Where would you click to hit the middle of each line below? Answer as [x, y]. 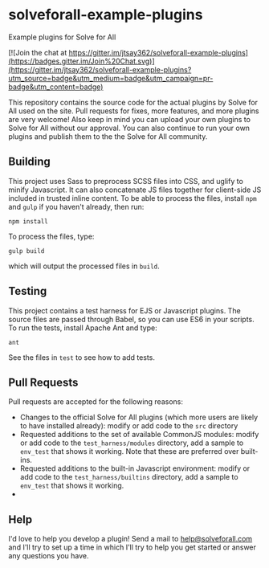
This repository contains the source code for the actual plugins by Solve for [133, 102]
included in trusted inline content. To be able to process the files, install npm [132, 198]
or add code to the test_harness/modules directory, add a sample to [132, 443]
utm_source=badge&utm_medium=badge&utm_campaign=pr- [111, 78]
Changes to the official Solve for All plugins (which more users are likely [139, 417]
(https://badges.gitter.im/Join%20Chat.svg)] [82, 61]
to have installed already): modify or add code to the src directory [129, 426]
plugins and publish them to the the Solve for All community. [108, 136]
